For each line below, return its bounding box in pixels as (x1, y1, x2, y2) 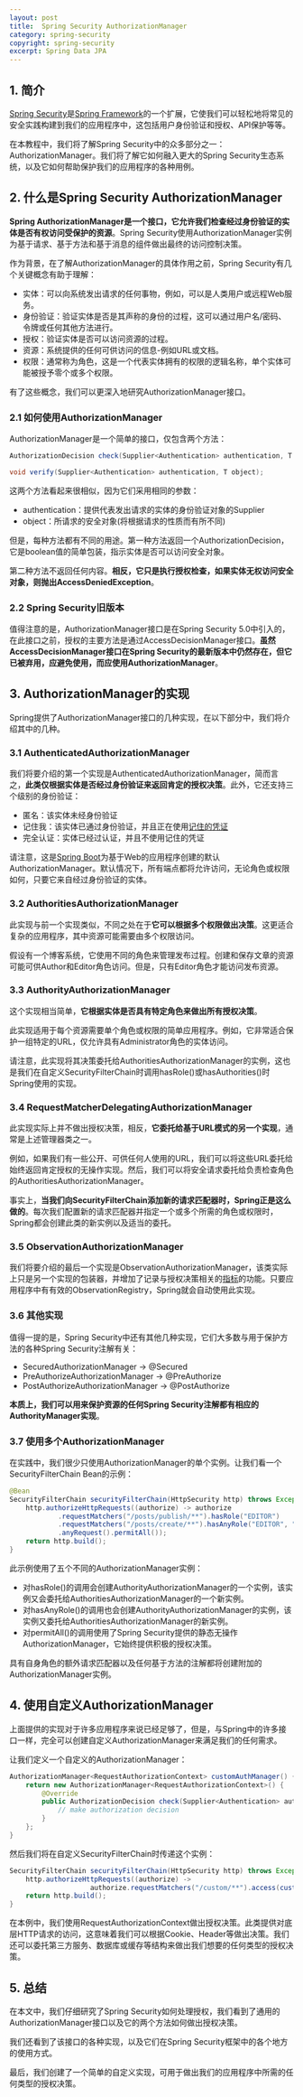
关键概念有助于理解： (16, 268, 96, 280)
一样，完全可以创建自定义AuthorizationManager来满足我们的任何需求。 (16, 1735, 282, 1746)
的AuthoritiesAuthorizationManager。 (9, 1176, 149, 1187)
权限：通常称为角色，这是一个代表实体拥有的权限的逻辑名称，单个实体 (22, 356, 284, 367)
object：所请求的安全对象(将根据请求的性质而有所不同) (22, 516, 226, 527)
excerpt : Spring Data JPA (9, 47, 106, 56)
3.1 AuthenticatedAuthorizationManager (9, 746, 190, 759)
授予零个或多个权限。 (38, 367, 118, 377)
